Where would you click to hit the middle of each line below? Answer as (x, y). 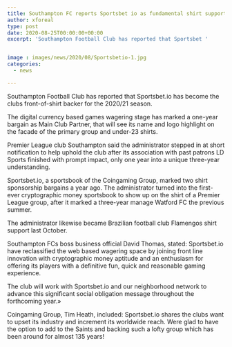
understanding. (29, 167)
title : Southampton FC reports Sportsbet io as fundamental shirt (105, 13)
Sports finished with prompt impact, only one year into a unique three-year (114, 159)
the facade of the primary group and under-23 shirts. (83, 131)
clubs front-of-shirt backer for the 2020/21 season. (80, 103)
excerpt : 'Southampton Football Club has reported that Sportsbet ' (108, 39)
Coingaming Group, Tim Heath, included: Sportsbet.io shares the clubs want (116, 314)
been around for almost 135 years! (56, 336)
